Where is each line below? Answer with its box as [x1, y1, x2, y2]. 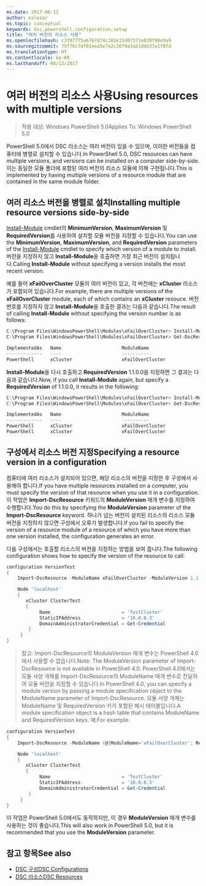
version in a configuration [6, 457, 107, 468]
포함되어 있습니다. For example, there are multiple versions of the [12, 288, 174, 295]
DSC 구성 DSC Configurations [15, 866, 89, 873]
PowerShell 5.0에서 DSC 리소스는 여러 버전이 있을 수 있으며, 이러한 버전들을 [6, 142, 189, 150]
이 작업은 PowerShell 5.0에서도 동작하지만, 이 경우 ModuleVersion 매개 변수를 [6, 814, 196, 822]
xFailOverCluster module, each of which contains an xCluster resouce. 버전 [6, 295, 199, 302]
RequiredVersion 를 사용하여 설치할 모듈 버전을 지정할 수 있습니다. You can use [6, 232, 197, 239]
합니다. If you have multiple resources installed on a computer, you [22, 482, 189, 489]
